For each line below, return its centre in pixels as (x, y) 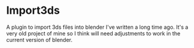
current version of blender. (39, 40)
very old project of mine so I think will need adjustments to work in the (93, 33)
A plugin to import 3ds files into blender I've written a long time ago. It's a (97, 27)
